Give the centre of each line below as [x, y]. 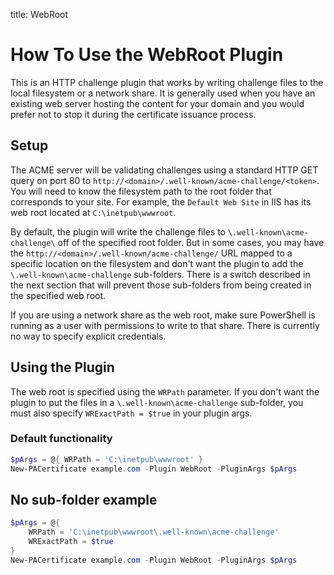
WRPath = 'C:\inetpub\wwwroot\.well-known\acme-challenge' [154, 532]
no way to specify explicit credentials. [88, 336]
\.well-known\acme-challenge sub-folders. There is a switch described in [160, 274]
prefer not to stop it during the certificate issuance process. [133, 114]
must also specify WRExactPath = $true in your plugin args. [131, 413]
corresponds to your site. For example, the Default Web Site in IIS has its [161, 201]
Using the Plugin [62, 367]
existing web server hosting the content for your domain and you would [157, 103]
